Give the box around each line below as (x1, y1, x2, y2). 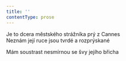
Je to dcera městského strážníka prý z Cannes (6, 30, 121, 37)
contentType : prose (6, 14, 55, 20)
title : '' (6, 8, 31, 15)
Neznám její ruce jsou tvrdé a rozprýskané (6, 37, 110, 44)
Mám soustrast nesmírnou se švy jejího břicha (6, 48, 119, 55)
